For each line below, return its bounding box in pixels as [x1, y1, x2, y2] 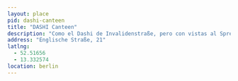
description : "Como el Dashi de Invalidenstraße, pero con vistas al [7, 30, 217, 37]
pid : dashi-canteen [7, 17, 65, 24]
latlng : [7, 43, 30, 50]
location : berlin [7, 63, 59, 70]
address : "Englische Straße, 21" [7, 37, 106, 44]
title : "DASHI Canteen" [7, 23, 78, 30]
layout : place [7, 10, 50, 18]
